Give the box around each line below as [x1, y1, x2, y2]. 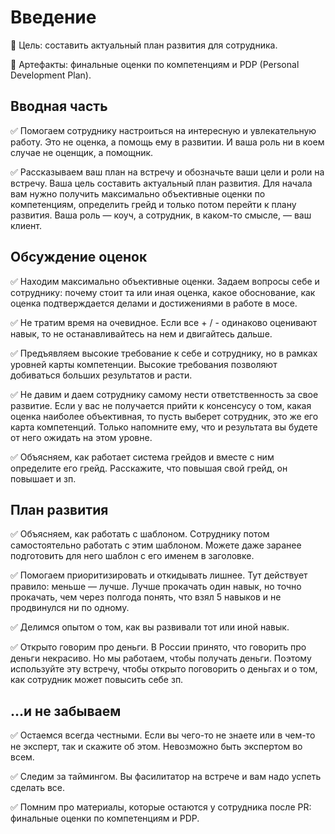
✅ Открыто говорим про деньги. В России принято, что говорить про [10, 641, 307, 653]
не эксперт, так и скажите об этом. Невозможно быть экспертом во [10, 741, 303, 753]
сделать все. [10, 782, 66, 794]
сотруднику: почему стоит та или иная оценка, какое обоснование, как [10, 286, 316, 298]
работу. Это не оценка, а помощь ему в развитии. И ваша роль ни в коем [10, 136, 325, 148]
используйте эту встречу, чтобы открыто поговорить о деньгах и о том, [10, 663, 318, 675]
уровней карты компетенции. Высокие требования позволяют [10, 358, 278, 370]
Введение [10, 6, 97, 29]
